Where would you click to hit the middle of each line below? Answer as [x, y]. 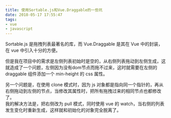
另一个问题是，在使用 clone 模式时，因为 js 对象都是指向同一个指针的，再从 [84, 85]
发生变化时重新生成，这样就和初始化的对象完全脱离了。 [63, 110]
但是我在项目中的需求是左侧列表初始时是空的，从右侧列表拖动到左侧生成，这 [85, 61]
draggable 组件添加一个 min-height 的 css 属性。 [56, 74]
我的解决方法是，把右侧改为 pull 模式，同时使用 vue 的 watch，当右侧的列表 [85, 104]
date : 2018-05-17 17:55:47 [34, 15]
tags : [11, 19]
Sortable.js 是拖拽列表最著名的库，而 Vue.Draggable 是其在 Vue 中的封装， [84, 44]
